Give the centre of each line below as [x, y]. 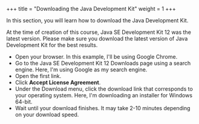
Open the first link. [38, 76]
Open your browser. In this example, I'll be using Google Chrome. [96, 57]
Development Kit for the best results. [52, 45]
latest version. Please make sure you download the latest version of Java [97, 38]
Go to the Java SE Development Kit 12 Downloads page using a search [103, 63]
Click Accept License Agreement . [58, 82]
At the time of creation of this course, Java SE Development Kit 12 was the [99, 32]
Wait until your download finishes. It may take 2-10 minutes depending [103, 108]
